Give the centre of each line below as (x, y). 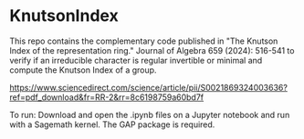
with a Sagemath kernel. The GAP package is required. (112, 124)
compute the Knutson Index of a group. (83, 70)
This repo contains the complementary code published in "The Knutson (144, 41)
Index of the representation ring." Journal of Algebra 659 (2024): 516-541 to (152, 50)
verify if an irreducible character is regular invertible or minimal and (136, 60)
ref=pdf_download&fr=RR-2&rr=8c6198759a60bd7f (107, 97)
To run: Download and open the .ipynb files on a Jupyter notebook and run (150, 114)
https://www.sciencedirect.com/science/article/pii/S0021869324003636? (148, 87)
